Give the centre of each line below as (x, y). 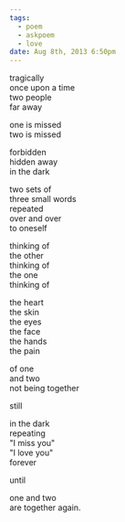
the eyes (26, 322)
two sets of (31, 189)
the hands (28, 341)
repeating (27, 433)
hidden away (34, 162)
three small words (43, 199)
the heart (26, 303)
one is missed (36, 125)
